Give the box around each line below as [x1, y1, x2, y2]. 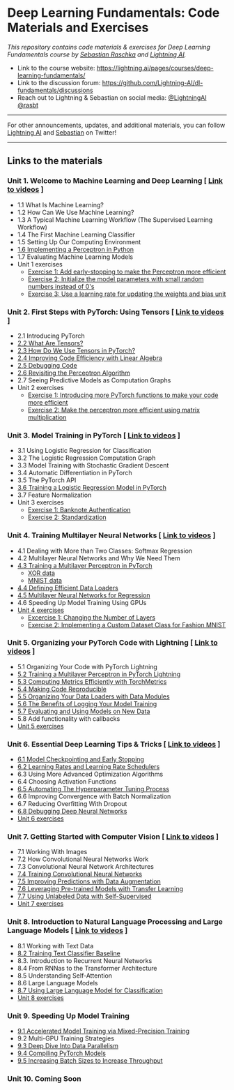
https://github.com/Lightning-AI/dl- [102, 78, 203, 87]
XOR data [27, 569, 56, 577]
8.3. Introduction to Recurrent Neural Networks [17, 956, 153, 964]
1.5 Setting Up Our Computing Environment [17, 237, 141, 246]
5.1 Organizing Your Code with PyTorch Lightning [17, 662, 158, 671]
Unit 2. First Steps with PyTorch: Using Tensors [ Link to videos [7, 307, 224, 317]
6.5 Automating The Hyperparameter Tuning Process [17, 785, 169, 793]
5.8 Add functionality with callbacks [17, 714, 120, 723]
